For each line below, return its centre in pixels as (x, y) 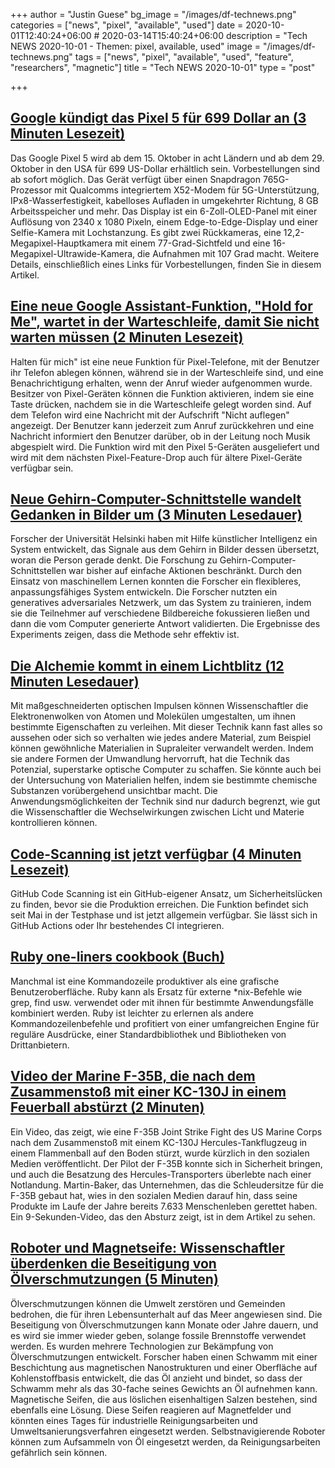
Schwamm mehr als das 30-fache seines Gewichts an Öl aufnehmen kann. (164, 1388)
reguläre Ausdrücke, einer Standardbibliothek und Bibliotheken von (148, 1034)
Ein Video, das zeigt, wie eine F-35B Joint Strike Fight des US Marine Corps (166, 1131)
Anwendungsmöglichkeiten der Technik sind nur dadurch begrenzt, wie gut (165, 801)
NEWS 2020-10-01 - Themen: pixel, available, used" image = (136, 46)
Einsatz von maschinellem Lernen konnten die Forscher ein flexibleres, (156, 581)
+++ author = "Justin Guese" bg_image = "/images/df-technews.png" (153, 14)
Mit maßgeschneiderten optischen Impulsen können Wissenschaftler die (159, 706)
